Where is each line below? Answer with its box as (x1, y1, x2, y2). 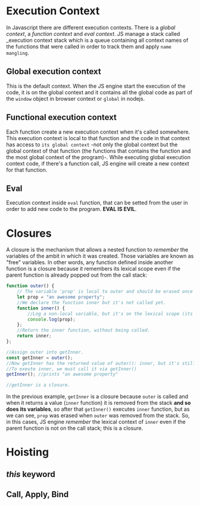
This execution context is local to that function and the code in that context (6, 134, 190, 141)
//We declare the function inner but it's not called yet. (17, 299, 167, 305)
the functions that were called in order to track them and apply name (6, 43, 171, 50)
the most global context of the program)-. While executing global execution (6, 153, 191, 160)
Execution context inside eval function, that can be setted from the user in (6, 199, 189, 206)
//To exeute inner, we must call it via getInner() (6, 365, 137, 372)
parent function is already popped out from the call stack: (6, 271, 148, 278)
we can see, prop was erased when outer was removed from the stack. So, (6, 412, 190, 419)
